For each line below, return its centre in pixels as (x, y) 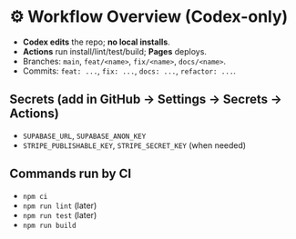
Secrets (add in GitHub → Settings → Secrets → (146, 100)
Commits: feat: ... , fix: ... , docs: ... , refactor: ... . (129, 71)
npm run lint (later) (60, 205)
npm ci (35, 196)
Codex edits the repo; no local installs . (96, 42)
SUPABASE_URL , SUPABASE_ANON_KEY (84, 135)
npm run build (49, 225)
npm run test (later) (60, 214)
